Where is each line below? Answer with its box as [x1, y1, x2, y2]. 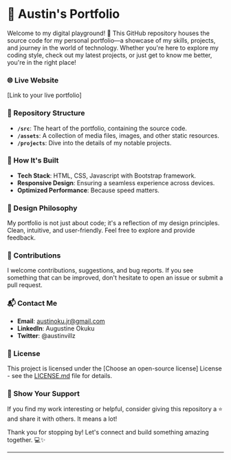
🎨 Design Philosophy [7, 203, 78, 213]
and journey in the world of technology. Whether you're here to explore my [7, 43, 219, 52]
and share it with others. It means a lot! [7, 415, 118, 423]
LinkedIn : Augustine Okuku [16, 324, 95, 333]
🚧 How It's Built [7, 156, 59, 165]
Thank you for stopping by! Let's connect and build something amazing [7, 428, 210, 437]
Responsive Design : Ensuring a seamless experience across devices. [16, 178, 215, 187]
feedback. [7, 233, 36, 242]
